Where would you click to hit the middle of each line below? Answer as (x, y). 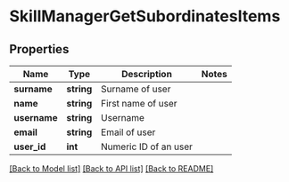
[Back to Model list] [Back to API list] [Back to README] (111, 169)
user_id (30, 146)
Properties (39, 49)
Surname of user (136, 89)
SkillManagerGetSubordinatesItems (145, 16)
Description (147, 74)
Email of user (128, 132)
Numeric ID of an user (147, 146)
